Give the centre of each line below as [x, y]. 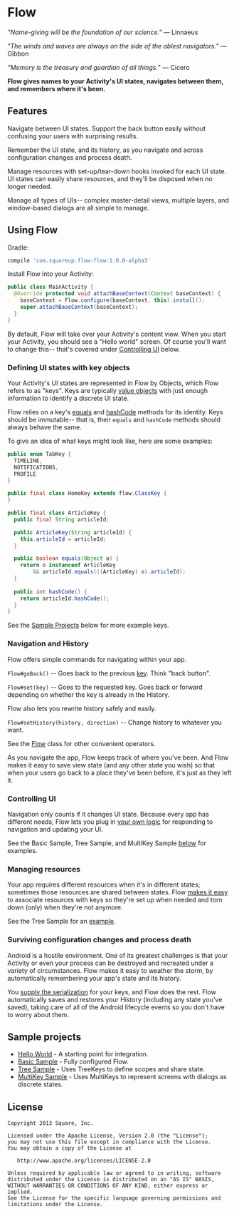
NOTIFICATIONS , [36, 467]
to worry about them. [38, 1014]
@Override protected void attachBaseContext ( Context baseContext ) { [117, 294]
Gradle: [18, 248]
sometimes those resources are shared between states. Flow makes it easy [118, 892]
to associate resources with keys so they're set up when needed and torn [115, 900]
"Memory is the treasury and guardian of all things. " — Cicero [99, 67]
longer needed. [30, 186]
